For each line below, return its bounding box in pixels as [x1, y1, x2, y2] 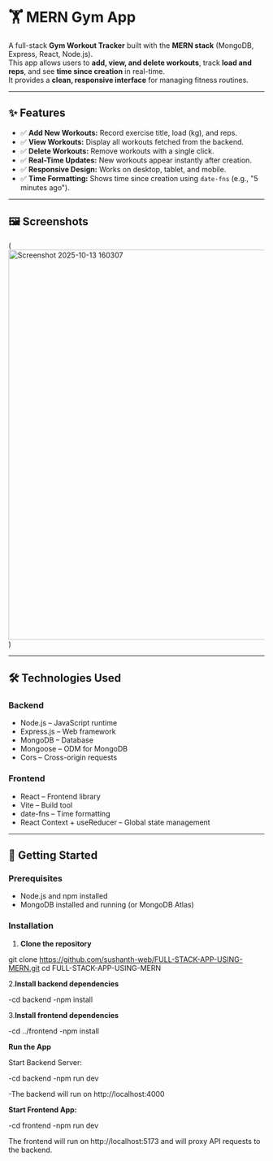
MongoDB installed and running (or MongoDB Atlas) [19, 900, 194, 910]
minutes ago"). [19, 182, 71, 193]
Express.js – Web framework [19, 726, 116, 737]
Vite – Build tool [19, 799, 73, 810]
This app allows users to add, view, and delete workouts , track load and [8, 58, 252, 67]
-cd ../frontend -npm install [8, 1026, 100, 1036]
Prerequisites [8, 873, 63, 884]
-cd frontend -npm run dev [8, 1120, 99, 1130]
